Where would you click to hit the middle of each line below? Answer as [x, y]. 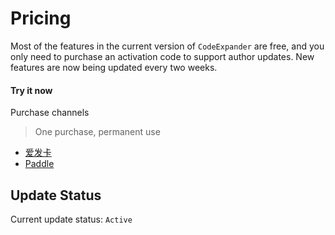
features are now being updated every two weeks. [114, 67]
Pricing [41, 18]
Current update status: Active [71, 219]
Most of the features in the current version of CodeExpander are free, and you [167, 46]
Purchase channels [50, 113]
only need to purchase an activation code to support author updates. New [162, 56]
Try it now [31, 90]
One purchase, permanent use [97, 132]
